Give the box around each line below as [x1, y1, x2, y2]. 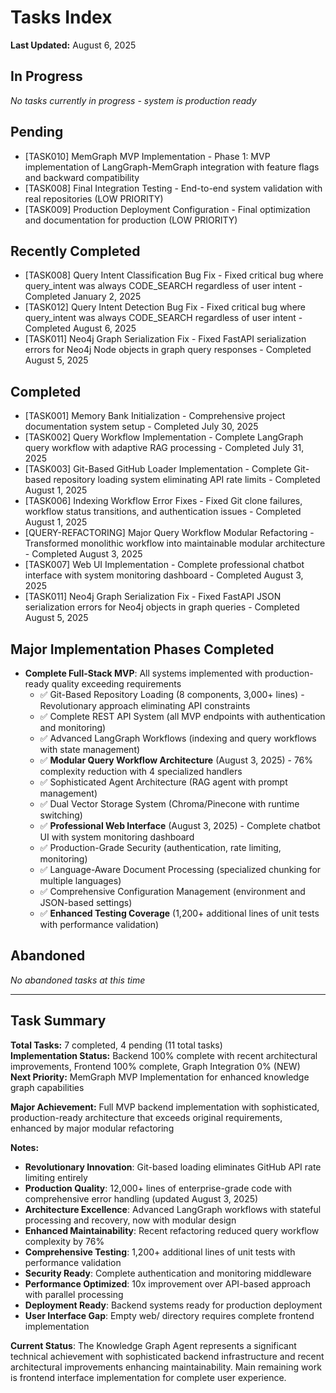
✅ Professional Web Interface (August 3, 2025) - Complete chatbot [39, 820, 321, 831]
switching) [39, 809, 83, 821]
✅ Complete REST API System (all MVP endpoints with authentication [39, 711, 326, 722]
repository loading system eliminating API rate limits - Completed [53, 474, 321, 486]
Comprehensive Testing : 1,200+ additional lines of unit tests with [24, 1246, 296, 1258]
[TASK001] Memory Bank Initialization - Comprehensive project [24, 410, 286, 422]
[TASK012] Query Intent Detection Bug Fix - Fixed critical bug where [24, 301, 307, 313]
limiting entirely [24, 1171, 88, 1183]
